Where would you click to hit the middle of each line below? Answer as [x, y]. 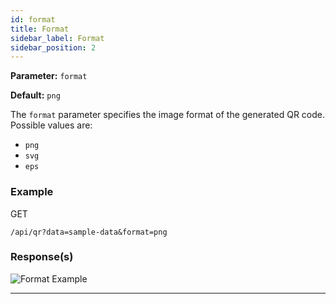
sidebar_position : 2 [53, 47]
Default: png [35, 95]
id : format [33, 19]
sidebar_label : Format [57, 38]
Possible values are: [51, 125]
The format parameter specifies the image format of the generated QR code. [167, 115]
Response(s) [42, 257]
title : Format [40, 29]
